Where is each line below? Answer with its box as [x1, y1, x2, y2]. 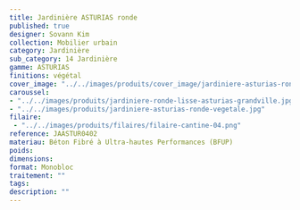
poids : [9, 146, 34, 155]
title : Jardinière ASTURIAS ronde [9, 13, 138, 22]
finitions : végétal [9, 71, 82, 80]
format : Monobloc [9, 163, 74, 172]
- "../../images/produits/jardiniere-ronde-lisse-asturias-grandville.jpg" [9, 96, 297, 105]
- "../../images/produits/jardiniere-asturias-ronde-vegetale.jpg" [9, 105, 266, 113]
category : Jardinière [9, 46, 90, 55]
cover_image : [9, 80, 58, 88]
